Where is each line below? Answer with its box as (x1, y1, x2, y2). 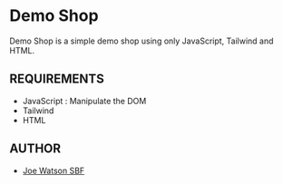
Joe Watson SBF (22, 165, 85, 176)
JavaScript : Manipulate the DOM (22, 95, 147, 106)
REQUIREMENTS (9, 72, 104, 87)
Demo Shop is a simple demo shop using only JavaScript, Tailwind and (9, 35, 274, 46)
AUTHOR (9, 141, 62, 157)
